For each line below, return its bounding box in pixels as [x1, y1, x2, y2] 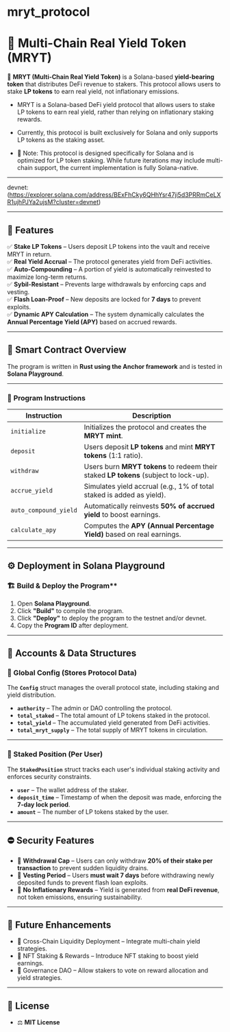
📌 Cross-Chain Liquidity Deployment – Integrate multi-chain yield [16, 937, 201, 946]
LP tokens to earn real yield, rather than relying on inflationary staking [16, 108, 214, 117]
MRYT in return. [7, 250, 52, 258]
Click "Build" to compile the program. [16, 606, 125, 614]
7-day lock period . [16, 800, 71, 808]
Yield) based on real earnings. [84, 529, 181, 539]
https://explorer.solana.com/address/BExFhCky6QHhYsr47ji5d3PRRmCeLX [9, 191, 221, 199]
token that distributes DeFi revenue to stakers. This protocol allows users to [7, 80, 221, 88]
